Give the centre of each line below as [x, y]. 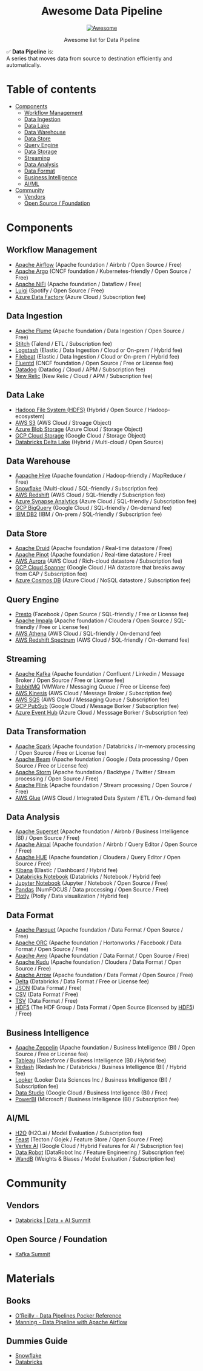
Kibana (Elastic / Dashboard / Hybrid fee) [66, 870]
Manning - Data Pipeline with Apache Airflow [71, 1322]
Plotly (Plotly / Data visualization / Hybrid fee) [72, 896]
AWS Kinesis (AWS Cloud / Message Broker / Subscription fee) [94, 693]
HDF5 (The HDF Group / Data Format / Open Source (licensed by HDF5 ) [105, 1008]
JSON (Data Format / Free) [48, 988]
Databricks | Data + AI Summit [53, 1220]
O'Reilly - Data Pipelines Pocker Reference [68, 1315]
